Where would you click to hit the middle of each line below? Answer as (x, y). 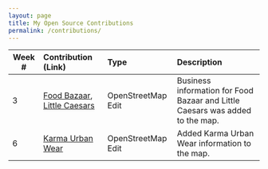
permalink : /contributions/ (55, 30)
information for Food (215, 91)
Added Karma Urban (215, 134)
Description (199, 62)
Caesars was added (214, 111)
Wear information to (214, 143)
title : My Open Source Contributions (71, 23)
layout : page (30, 16)
